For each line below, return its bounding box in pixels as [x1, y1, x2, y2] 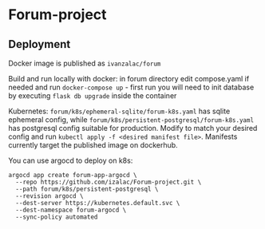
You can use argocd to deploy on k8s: [8, 156, 133, 165]
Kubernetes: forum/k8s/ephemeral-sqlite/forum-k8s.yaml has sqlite [8, 106, 231, 116]
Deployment [8, 38, 71, 51]
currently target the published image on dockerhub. [8, 140, 178, 149]
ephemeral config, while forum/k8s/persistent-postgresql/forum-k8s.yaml [8, 115, 254, 124]
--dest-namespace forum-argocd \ [15, 206, 127, 214]
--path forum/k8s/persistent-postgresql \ [15, 185, 159, 193]
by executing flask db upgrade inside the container [8, 91, 177, 101]
